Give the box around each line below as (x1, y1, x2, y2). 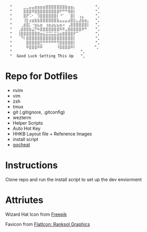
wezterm (12, 114, 32, 121)
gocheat (12, 142, 31, 148)
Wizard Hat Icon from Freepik (5, 211, 67, 217)
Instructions (5, 159, 58, 171)
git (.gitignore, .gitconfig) (12, 109, 65, 115)
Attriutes (5, 194, 44, 206)
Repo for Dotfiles (5, 71, 78, 82)
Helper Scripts (12, 120, 43, 126)
